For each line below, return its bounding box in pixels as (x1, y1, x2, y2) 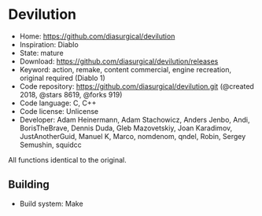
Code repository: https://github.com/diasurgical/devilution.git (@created (19, 81, 254, 91)
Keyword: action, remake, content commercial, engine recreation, (19, 64, 232, 74)
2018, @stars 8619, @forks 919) (19, 90, 123, 99)
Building (8, 178, 50, 192)
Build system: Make (19, 199, 84, 208)
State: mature (19, 48, 65, 57)
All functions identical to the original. (8, 155, 127, 164)
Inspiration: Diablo (19, 39, 79, 49)
